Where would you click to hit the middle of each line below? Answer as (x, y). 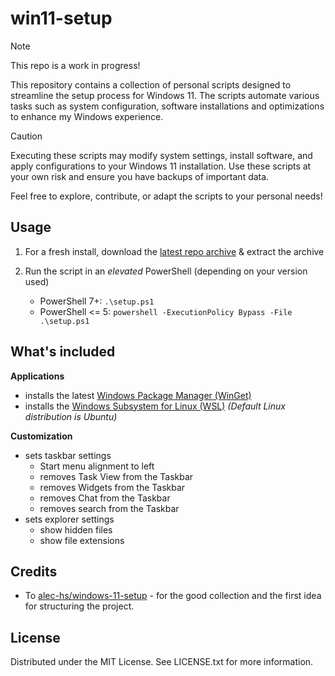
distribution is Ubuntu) (71, 416)
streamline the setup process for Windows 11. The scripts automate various (165, 95)
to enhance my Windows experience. (87, 116)
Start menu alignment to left (97, 466)
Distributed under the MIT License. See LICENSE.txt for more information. (162, 662)
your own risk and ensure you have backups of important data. (140, 176)
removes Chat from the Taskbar (105, 498)
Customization (41, 436)
